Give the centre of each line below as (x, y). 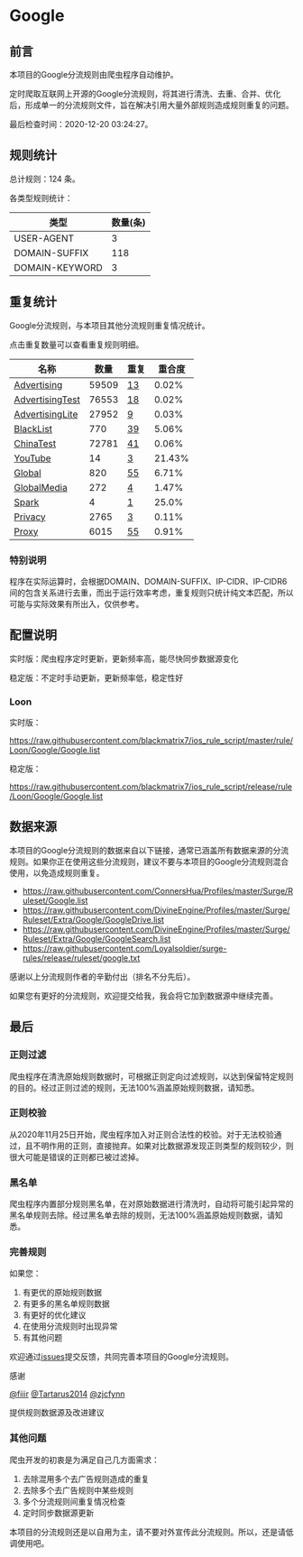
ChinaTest (35, 443)
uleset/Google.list (55, 900)
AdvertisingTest (47, 400)
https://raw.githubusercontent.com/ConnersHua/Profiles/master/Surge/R (157, 890)
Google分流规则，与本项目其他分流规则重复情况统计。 (110, 325)
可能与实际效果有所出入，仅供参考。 (77, 603)
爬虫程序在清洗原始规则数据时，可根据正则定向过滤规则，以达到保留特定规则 (151, 1076)
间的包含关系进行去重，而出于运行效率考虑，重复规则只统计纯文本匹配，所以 (151, 593)
